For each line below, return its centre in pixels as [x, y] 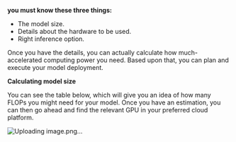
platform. [21, 117]
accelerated [25, 60]
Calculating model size [42, 81]
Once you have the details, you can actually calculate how [92, 53]
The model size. [41, 24]
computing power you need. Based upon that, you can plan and [136, 60]
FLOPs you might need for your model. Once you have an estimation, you [114, 102]
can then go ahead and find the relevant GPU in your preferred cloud [108, 110]
